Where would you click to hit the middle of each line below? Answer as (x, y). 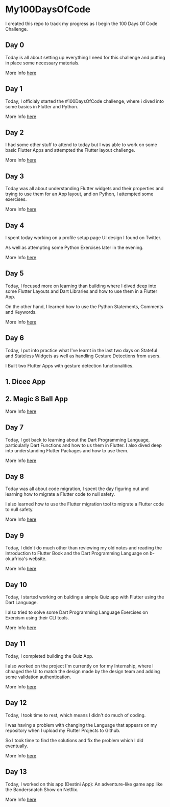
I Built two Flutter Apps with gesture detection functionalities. (69, 365)
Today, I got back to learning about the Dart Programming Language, (78, 440)
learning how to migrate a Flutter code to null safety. (60, 494)
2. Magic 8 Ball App (37, 399)
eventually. (17, 746)
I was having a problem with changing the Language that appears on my (81, 725)
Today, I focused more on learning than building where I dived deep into (81, 286)
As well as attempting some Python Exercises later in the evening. (75, 247)
